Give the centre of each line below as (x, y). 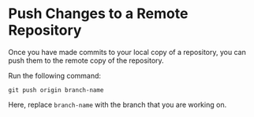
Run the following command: (54, 75)
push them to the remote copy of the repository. (86, 60)
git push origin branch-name (56, 90)
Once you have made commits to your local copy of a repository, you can (127, 52)
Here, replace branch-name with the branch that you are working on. (118, 104)
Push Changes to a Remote (98, 14)
